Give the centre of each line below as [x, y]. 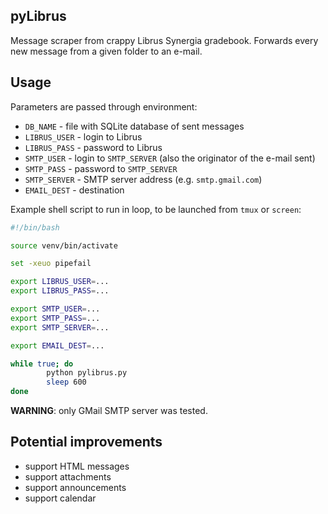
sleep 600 [66, 382]
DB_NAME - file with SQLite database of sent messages [134, 126]
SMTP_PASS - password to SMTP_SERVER [101, 168]
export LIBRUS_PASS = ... [60, 291]
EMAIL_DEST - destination [74, 190]
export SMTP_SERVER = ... [60, 327]
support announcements [75, 487]
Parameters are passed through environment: [104, 106]
